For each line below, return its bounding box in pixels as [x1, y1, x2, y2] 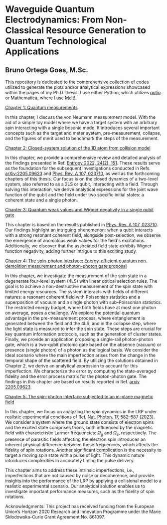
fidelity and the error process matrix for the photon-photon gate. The [5, 373, 147, 379]
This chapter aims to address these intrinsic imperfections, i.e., [5, 467, 135, 473]
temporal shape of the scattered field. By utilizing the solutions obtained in [5, 357, 158, 363]
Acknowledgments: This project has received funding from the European [5, 503, 155, 509]
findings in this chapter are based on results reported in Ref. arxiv [5, 379, 140, 384]
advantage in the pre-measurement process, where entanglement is [5, 315, 146, 321]
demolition [5, 263, 27, 269]
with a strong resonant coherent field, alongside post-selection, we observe [5, 232, 161, 238]
